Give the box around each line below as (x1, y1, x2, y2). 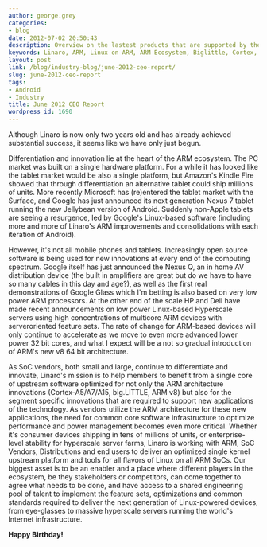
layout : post (8, 57, 52, 64)
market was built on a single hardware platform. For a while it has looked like (8, 162, 258, 171)
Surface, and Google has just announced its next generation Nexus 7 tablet (8, 196, 254, 205)
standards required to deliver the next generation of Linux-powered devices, (8, 498, 258, 506)
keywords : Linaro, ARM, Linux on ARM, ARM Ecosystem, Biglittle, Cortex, (8, 49, 258, 57)
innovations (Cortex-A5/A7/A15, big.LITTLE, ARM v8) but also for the (8, 388, 232, 397)
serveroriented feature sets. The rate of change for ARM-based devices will (8, 322, 257, 330)
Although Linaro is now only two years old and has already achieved (8, 130, 232, 139)
